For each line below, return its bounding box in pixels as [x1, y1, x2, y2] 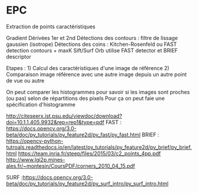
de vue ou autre [6, 77, 45, 84]
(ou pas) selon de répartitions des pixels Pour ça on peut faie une [6, 95, 165, 102]
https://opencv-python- [6, 137, 64, 144]
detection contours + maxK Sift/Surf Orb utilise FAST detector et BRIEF [6, 46, 178, 54]
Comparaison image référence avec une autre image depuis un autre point [6, 71, 187, 78]
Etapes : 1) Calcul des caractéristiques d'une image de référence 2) [6, 64, 170, 71]
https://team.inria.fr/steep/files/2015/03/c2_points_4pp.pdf [18, 149, 161, 157]
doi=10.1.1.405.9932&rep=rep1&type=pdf [6, 118, 105, 125]
